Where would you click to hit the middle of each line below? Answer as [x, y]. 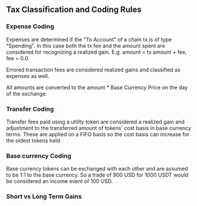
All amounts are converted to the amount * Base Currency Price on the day [97, 87]
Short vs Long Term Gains [44, 197]
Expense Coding [30, 27]
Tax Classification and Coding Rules [74, 10]
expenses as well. [28, 76]
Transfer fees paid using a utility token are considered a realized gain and [95, 122]
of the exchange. [27, 93]
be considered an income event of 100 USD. [60, 181]
